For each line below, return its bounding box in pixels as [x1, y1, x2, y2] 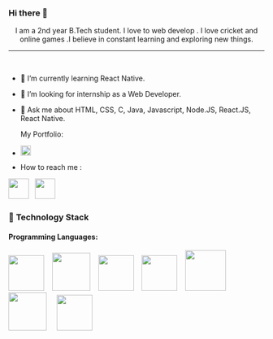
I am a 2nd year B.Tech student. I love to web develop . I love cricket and [15, 26, 258, 36]
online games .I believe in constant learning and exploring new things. [19, 34, 253, 44]
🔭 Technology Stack [8, 211, 89, 223]
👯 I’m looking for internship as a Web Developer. [19, 89, 181, 99]
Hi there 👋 [8, 7, 49, 19]
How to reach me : [19, 163, 83, 172]
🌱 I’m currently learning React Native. [19, 73, 145, 84]
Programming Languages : [8, 232, 98, 241]
